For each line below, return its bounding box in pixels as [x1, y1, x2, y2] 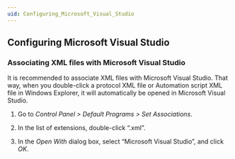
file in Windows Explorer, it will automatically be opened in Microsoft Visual [7, 89, 226, 98]
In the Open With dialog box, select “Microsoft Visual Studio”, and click [17, 137, 224, 146]
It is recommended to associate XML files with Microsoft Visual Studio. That [7, 73, 229, 82]
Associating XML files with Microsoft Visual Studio [7, 57, 185, 67]
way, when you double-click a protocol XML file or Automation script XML [7, 81, 223, 90]
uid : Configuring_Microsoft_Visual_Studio [7, 10, 134, 18]
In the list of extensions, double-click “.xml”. [17, 124, 146, 132]
